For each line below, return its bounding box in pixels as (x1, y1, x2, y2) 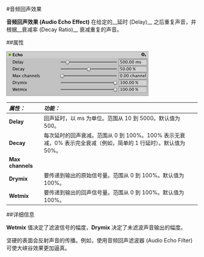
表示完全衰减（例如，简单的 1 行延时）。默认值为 (64, 139, 186, 146)
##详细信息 (6, 211, 35, 218)
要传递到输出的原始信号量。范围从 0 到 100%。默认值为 (43, 171, 185, 178)
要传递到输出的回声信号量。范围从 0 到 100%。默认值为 (43, 188, 185, 196)
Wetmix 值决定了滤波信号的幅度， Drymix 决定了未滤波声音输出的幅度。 (6, 224, 186, 231)
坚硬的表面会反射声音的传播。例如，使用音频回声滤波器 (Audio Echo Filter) (6, 237, 193, 244)
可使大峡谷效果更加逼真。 (6, 244, 70, 252)
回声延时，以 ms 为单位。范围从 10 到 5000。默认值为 (43, 114, 180, 122)
